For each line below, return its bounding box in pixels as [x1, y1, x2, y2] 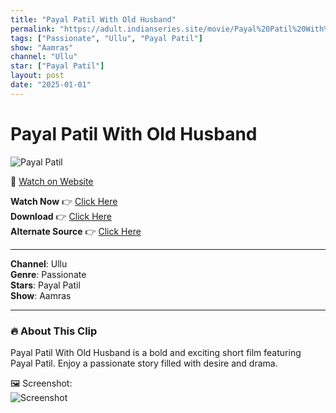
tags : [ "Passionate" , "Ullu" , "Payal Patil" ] [10, 33, 203, 43]
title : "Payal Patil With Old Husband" [10, 14, 177, 25]
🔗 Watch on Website [10, 175, 94, 187]
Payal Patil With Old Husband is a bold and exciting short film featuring [10, 346, 302, 358]
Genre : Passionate [10, 268, 87, 280]
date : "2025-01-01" [10, 80, 92, 90]
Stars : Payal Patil [10, 279, 81, 291]
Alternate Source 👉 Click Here [10, 225, 142, 237]
